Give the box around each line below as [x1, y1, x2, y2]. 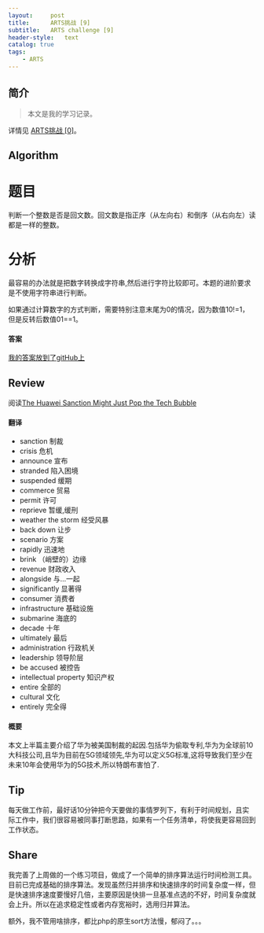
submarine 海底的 [19, 614, 77, 623]
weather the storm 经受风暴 [19, 515, 109, 525]
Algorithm [8, 149, 59, 162]
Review [8, 376, 46, 389]
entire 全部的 [19, 682, 61, 692]
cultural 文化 [19, 692, 60, 702]
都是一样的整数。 [8, 220, 64, 230]
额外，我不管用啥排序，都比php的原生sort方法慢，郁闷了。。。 [8, 916, 206, 925]
